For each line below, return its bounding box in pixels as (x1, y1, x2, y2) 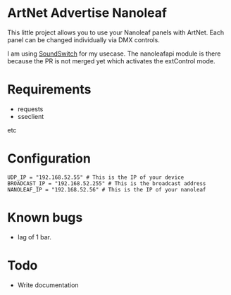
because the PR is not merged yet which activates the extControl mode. (7, 56, 216, 65)
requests (17, 104, 44, 113)
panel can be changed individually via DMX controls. (7, 35, 160, 44)
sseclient (17, 112, 44, 120)
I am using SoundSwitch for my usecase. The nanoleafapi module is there (7, 49, 221, 58)
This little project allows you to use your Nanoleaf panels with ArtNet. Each (7, 28, 224, 37)
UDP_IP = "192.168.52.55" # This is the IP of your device (7, 174, 185, 181)
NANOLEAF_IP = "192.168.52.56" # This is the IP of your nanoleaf (7, 186, 206, 193)
